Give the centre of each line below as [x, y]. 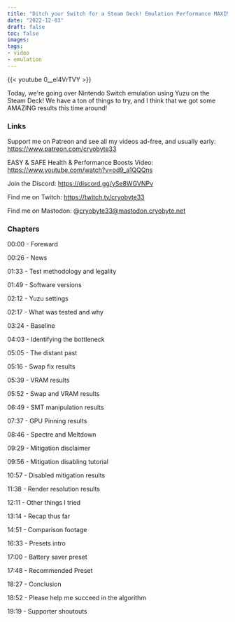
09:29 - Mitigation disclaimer [49, 448]
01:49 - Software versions [44, 285]
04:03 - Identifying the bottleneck [56, 339]
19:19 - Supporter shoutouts [47, 611]
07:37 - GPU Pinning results [47, 421]
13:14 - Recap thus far [39, 516]
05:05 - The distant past [42, 353]
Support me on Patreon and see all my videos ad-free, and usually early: [112, 142]
